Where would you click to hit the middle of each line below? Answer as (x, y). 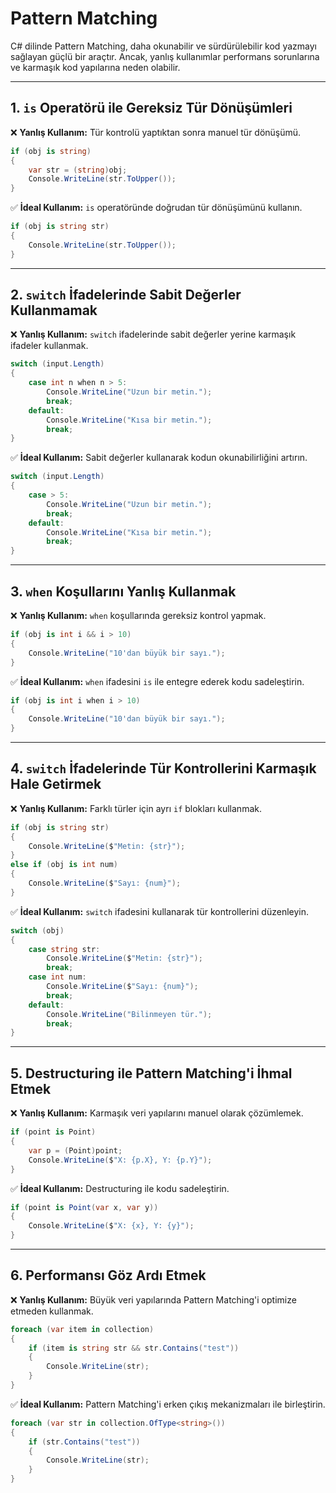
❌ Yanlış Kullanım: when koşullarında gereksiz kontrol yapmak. (138, 615)
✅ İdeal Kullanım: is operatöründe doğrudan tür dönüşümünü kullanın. (156, 208)
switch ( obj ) (37, 930)
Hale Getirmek (56, 784)
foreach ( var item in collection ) (82, 1329)
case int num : (57, 977)
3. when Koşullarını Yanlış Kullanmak (123, 591)
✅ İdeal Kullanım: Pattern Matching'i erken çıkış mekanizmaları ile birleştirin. (168, 1404)
